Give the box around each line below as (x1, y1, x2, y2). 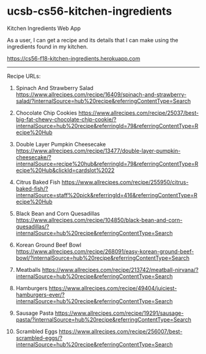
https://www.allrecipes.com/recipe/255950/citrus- (61, 178, 189, 186)
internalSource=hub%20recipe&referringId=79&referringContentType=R (15, 122, 199, 129)
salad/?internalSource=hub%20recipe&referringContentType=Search (15, 97, 191, 105)
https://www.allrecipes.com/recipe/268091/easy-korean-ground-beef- (15, 247, 194, 255)
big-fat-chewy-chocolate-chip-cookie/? (15, 115, 117, 123)
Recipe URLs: (7, 72, 41, 80)
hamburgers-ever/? (15, 291, 65, 298)
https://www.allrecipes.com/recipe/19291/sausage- (54, 309, 184, 317)
